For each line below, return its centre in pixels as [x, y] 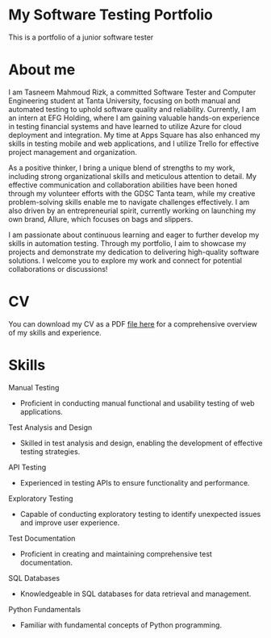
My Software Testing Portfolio [111, 15]
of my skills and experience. [55, 332]
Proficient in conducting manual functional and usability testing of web [138, 403]
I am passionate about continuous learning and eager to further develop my [134, 235]
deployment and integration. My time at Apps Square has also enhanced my [134, 135]
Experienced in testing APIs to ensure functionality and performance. [135, 482]
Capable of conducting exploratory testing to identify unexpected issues [140, 514]
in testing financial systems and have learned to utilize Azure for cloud [125, 126]
